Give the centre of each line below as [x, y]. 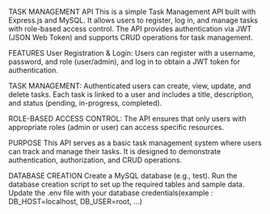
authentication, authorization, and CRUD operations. [95, 160]
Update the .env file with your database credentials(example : [111, 193]
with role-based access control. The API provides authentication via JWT [130, 29]
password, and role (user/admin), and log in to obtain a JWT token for [124, 61]
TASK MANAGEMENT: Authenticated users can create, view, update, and [130, 86]
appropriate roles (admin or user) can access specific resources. [116, 127]
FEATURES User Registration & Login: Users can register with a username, [132, 53]
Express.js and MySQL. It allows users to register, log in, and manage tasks [133, 20]
